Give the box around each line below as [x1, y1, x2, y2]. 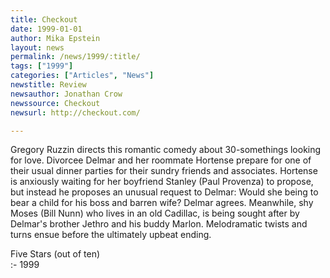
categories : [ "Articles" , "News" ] [10, 71, 155, 81]
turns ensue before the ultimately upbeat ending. [10, 229, 212, 241]
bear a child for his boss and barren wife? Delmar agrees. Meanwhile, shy [10, 197, 314, 209]
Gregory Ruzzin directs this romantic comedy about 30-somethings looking [10, 144, 322, 156]
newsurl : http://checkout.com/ [10, 107, 141, 118]
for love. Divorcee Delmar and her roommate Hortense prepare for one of [10, 154, 312, 166]
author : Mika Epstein [10, 33, 101, 43]
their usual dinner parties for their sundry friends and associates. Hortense [10, 165, 318, 177]
